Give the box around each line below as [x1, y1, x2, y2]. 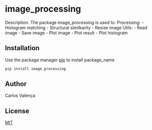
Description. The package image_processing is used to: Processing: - [5, 19, 144, 25]
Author [5, 80, 27, 88]
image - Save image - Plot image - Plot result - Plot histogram [5, 30, 128, 36]
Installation [5, 44, 40, 52]
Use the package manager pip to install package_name [5, 57, 115, 63]
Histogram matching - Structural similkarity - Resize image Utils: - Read [5, 24, 148, 30]
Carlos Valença [5, 93, 35, 98]
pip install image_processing [5, 66, 66, 71]
